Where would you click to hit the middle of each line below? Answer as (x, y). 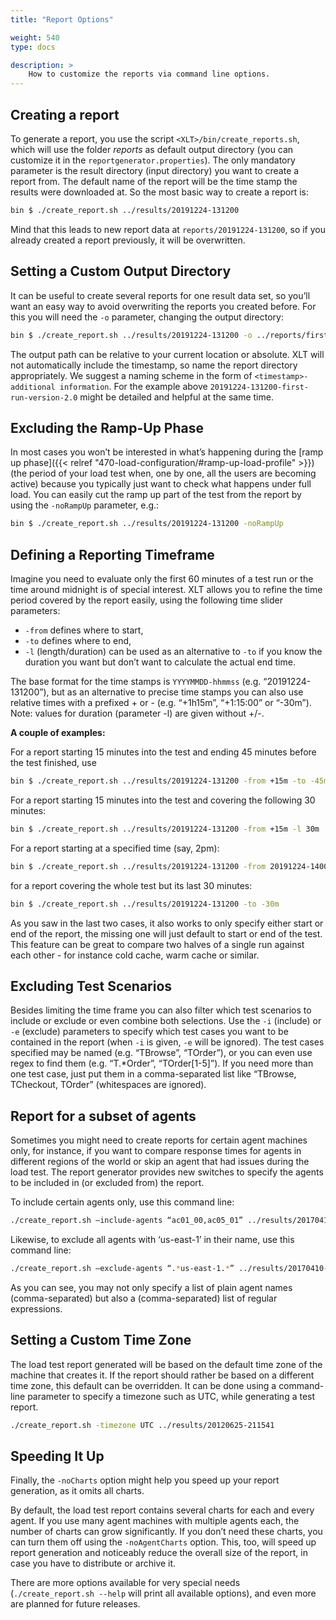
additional (33, 387)
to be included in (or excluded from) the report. (107, 1183)
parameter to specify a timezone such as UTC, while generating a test (171, 1396)
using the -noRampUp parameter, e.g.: (85, 505)
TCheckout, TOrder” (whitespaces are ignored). (108, 1085)
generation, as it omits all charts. (77, 1491)
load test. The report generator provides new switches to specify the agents (167, 1172)
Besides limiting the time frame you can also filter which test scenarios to (161, 1010)
